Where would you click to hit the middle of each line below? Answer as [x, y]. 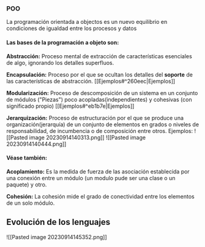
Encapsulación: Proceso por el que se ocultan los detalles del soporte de [99, 74]
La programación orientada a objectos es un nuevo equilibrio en [87, 22]
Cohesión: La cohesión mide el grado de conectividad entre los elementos [100, 196]
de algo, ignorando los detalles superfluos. [60, 63]
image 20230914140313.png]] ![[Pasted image [87, 137]
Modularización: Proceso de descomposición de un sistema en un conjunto [102, 93]
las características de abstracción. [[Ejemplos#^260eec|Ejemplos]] [91, 81]
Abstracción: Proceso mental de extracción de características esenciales [99, 56]
